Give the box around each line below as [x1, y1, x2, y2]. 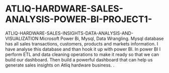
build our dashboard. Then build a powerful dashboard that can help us [5, 56, 153, 62]
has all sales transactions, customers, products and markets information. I [5, 40, 158, 46]
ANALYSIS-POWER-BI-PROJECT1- [5, 13, 152, 25]
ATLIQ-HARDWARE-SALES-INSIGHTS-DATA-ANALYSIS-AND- [5, 30, 134, 36]
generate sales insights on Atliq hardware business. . [5, 62, 115, 68]
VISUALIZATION [5, 35, 39, 41]
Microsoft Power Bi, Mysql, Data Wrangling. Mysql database [39, 35, 164, 41]
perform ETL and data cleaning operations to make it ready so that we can [5, 51, 159, 57]
